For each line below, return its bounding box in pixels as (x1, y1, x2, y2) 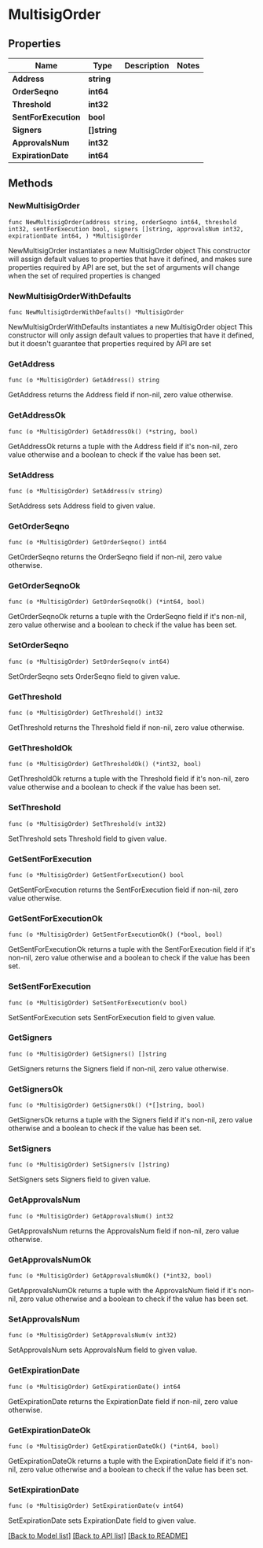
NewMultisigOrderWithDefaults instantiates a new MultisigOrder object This (8, 322, 253, 331)
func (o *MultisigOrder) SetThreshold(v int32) (8, 820, 167, 827)
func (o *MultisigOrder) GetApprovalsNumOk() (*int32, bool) (8, 1272, 213, 1280)
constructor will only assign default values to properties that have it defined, (8, 330, 254, 340)
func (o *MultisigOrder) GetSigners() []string (8, 1050, 167, 1058)
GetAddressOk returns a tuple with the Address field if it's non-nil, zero (8, 441, 238, 451)
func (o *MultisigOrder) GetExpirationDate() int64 (8, 1383, 181, 1391)
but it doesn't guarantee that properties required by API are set (8, 338, 212, 348)
